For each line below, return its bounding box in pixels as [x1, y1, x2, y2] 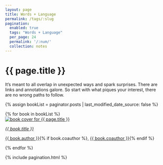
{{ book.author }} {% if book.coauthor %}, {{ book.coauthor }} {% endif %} [5, 135, 155, 141]
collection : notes [9, 44, 48, 49]
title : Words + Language [5, 12, 56, 17]
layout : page [5, 7, 32, 12]
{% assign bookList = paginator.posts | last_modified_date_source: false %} [5, 101, 159, 107]
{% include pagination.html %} [5, 154, 67, 160]
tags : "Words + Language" [9, 30, 63, 35]
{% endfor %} [5, 145, 33, 151]
